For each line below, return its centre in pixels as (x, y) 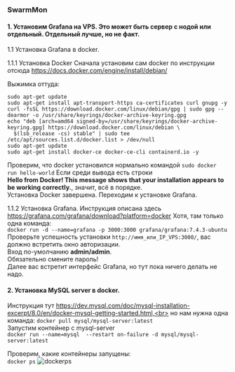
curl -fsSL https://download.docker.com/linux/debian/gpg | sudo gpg (111, 109)
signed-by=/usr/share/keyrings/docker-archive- (147, 122)
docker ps (22, 362)
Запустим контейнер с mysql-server (61, 328)
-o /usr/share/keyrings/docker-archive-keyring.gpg (110, 116)
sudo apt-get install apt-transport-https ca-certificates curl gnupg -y (117, 103)
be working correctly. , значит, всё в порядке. (75, 188)
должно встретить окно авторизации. (64, 244)
